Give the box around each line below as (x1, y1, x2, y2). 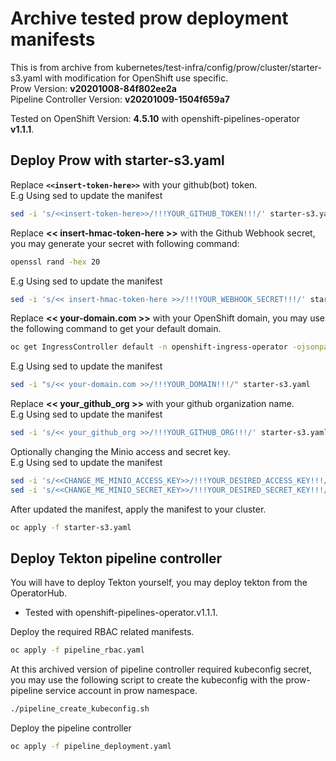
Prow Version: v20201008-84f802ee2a (10, 82, 177, 94)
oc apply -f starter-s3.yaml (10, 522, 132, 532)
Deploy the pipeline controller (10, 722, 132, 734)
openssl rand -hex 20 (10, 257, 101, 267)
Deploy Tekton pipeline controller (10, 550, 223, 567)
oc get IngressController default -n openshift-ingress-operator (10, 342, 288, 352)
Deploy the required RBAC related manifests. (10, 626, 195, 638)
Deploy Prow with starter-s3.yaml (10, 152, 225, 169)
